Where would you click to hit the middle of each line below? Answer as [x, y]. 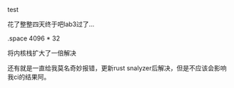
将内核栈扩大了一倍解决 [42, 53]
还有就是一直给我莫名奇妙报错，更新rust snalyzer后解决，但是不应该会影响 [117, 68]
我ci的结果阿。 [29, 77]
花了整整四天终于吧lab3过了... [51, 24]
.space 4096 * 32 [34, 38]
